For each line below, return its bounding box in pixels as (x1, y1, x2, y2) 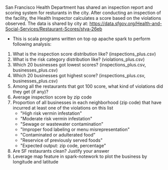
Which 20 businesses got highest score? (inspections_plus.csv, (12, 73, 146, 78)
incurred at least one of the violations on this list (12, 105, 113, 111)
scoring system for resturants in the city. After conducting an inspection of (5, 10, 161, 16)
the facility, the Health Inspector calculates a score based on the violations (5, 15, 161, 21)
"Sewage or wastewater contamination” (20, 121, 104, 127)
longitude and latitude (12, 159, 58, 164)
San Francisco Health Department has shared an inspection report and (5, 5, 153, 10)
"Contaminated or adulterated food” (20, 132, 95, 138)
